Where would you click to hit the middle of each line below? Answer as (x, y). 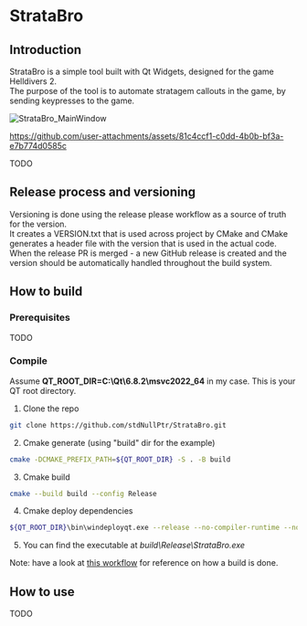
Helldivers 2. (33, 81)
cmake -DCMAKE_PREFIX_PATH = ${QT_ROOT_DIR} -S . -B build (120, 459)
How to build (46, 292)
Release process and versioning (103, 192)
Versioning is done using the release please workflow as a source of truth (148, 214)
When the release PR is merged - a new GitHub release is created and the (148, 253)
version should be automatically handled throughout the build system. (141, 262)
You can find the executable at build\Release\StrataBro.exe (133, 546)
